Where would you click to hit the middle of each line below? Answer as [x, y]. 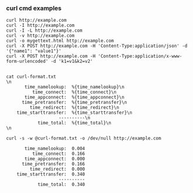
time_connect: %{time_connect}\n [74, 92]
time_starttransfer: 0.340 [51, 174]
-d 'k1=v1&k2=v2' [72, 62]
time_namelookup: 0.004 [55, 149]
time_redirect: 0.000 [57, 169]
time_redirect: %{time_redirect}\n [74, 108]
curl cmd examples [34, 8]
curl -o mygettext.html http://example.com [60, 41]
